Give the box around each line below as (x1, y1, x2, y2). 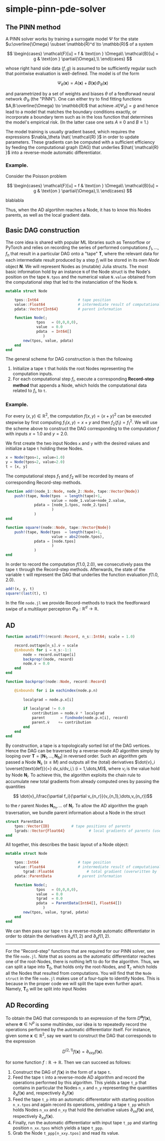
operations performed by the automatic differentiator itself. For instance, (5, 1027, 151, 1033)
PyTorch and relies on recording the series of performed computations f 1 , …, (5, 244, 159, 251)
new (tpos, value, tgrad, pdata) (23, 910, 90, 915)
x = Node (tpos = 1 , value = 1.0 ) (5, 455, 65, 460)
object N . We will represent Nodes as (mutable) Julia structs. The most (5, 263, 148, 269)
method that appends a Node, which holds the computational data (12, 382, 147, 388)
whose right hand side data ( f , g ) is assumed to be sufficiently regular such (5, 65, 157, 71)
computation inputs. (12, 371, 53, 377)
